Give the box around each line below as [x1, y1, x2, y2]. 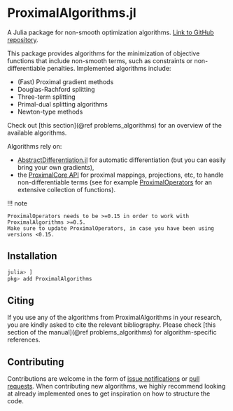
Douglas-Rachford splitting [17, 85, 96, 93]
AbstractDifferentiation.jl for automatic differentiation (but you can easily [17, 156, 226, 164]
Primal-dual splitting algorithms [17, 100, 108, 108]
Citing [7, 295, 34, 306]
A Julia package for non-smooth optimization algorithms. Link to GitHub [7, 28, 215, 36]
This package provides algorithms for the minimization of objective [7, 49, 200, 58]
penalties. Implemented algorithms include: [46, 64, 171, 72]
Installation [7, 250, 57, 262]
